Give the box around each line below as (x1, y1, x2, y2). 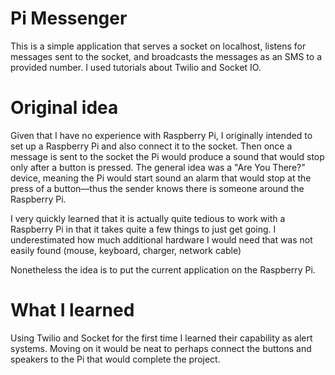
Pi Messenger (10, 7, 128, 30)
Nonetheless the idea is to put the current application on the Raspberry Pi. (10, 263, 316, 276)
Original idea (10, 97, 119, 119)
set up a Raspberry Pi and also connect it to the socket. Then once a (10, 140, 293, 152)
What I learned (10, 299, 135, 322)
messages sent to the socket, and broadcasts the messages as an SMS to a (10, 50, 322, 62)
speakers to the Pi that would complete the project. (10, 353, 221, 365)
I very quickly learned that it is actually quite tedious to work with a (10, 212, 286, 224)
